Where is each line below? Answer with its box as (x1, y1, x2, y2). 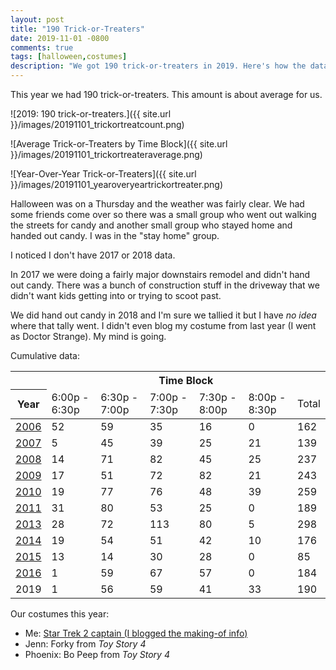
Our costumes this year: (10, 607, 110, 620)
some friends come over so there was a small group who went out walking (10, 209, 317, 220)
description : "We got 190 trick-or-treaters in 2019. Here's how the (10, 61, 307, 71)
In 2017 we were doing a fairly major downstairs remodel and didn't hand (10, 269, 311, 280)
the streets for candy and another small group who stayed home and (10, 219, 293, 231)
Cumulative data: (10, 350, 80, 361)
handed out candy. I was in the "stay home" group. (10, 230, 220, 241)
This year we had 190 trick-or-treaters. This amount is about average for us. (10, 89, 323, 100)
